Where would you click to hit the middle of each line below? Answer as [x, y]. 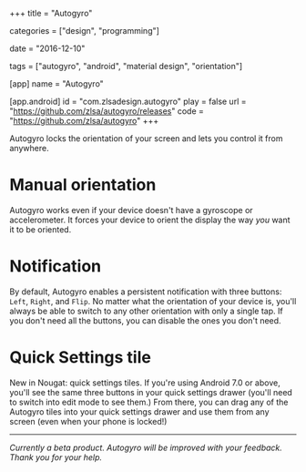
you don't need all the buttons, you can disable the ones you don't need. [145, 320]
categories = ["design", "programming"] [84, 31]
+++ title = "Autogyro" [51, 13]
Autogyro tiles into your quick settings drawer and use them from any [140, 411]
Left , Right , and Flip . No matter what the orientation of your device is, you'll [153, 301]
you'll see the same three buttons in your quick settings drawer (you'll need [151, 392]
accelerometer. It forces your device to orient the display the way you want [150, 220]
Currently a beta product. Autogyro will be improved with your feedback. [146, 447]
